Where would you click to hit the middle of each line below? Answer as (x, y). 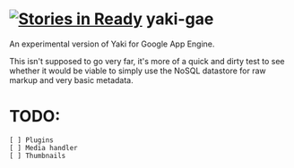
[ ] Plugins (31, 140)
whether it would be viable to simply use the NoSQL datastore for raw (138, 71)
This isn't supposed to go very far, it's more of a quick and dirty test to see (147, 61)
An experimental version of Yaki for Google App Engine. (112, 44)
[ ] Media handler (43, 147)
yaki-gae (180, 19)
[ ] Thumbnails (38, 155)
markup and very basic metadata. (71, 80)
